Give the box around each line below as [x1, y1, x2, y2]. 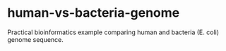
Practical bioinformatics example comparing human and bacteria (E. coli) [7, 28, 220, 36]
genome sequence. [7, 35, 64, 43]
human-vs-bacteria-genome [7, 5, 180, 21]
